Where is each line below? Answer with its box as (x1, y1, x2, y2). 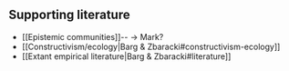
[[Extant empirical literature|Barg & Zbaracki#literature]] (21, 50, 232, 62)
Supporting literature (8, 7, 130, 23)
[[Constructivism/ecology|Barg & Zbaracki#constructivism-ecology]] (21, 41, 281, 52)
